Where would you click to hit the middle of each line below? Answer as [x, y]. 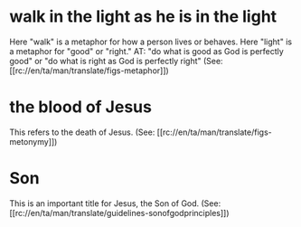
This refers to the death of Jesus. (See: [82, 132]
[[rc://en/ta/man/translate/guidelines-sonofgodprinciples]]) [119, 213]
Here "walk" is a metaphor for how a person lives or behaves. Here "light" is [150, 42]
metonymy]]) [33, 141]
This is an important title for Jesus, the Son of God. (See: [115, 203]
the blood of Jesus [80, 107]
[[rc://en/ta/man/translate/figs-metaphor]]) [89, 71]
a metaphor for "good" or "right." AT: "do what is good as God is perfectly [147, 51]
